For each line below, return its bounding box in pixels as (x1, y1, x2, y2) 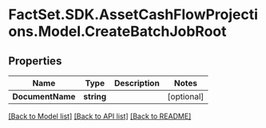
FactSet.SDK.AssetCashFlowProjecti (8, 6, 258, 24)
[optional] (167, 91, 204, 102)
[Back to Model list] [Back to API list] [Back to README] (8, 111, 192, 121)
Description (114, 78, 160, 88)
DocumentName (12, 91, 76, 102)
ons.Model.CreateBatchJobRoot (8, 22, 227, 41)
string (83, 91, 107, 102)
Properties (8, 54, 62, 68)
